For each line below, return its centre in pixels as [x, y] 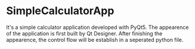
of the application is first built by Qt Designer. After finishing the [84, 33]
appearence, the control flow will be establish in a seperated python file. [95, 40]
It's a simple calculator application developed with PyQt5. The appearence [97, 27]
